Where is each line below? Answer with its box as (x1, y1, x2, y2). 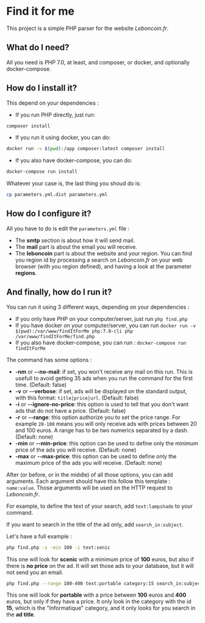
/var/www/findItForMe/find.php (15, 333, 95, 339)
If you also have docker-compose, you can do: (15, 157, 132, 164)
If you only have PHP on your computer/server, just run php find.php (15, 315, 188, 322)
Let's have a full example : (6, 532, 72, 540)
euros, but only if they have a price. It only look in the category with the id (6, 598, 192, 605)
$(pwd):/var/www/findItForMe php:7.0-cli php (15, 328, 133, 334)
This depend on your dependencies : (6, 99, 99, 107)
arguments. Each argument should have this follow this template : (6, 477, 171, 485)
